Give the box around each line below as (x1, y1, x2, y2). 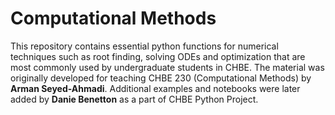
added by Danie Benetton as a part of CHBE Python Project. (10, 93, 259, 105)
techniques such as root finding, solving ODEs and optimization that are (10, 50, 306, 62)
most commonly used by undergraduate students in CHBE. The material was (10, 61, 325, 73)
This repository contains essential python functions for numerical (10, 40, 279, 52)
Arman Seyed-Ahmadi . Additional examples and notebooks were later (10, 82, 301, 94)
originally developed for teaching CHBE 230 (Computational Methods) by (10, 72, 312, 84)
